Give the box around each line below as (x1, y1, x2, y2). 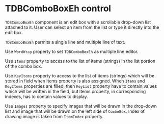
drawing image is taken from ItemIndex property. (5, 113, 104, 119)
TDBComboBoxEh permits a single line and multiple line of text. (5, 39, 126, 45)
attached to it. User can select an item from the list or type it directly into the (5, 24, 160, 30)
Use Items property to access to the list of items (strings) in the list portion (5, 58, 156, 64)
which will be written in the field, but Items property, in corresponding (5, 88, 146, 94)
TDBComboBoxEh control (5, 3, 111, 14)
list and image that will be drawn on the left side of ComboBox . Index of (5, 108, 145, 114)
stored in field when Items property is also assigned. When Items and (5, 78, 145, 84)
